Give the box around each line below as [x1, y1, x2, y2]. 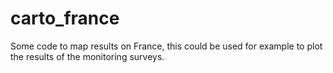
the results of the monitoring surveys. [10, 50, 165, 62]
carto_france [10, 7, 120, 30]
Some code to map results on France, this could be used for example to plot [10, 40, 323, 52]
